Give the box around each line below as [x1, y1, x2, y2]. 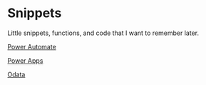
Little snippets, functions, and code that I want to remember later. [7, 29, 200, 37]
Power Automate [7, 42, 57, 51]
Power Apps [7, 56, 43, 65]
